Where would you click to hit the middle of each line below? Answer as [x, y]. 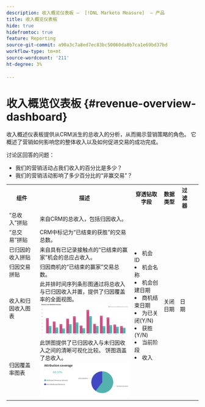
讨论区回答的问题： [31, 155]
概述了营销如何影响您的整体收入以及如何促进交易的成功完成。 [84, 142]
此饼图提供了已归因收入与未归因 [80, 342]
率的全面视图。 [58, 299]
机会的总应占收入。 [71, 257]
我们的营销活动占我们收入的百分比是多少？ [69, 168]
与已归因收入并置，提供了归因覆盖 [82, 292]
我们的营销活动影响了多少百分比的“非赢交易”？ [74, 175]
